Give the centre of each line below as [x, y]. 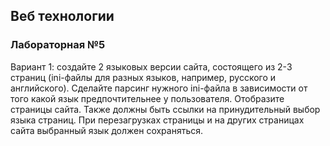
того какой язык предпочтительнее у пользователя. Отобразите [147, 98]
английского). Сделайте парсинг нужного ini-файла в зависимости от [159, 88]
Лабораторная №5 [58, 45]
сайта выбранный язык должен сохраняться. [107, 130]
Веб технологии [62, 16]
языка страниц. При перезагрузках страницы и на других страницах [157, 120]
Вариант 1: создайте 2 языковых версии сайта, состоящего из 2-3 [151, 66]
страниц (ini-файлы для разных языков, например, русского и [143, 77]
